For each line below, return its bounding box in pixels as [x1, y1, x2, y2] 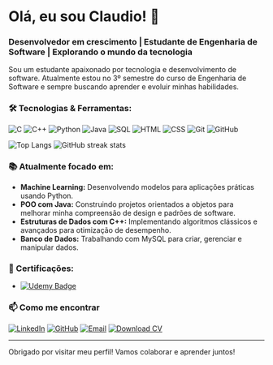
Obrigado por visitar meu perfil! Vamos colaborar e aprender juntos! [8, 346, 236, 356]
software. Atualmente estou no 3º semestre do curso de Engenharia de [8, 73, 247, 84]
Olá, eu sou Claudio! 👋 [8, 7, 160, 26]
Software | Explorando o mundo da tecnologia [8, 46, 193, 58]
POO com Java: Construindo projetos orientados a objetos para [19, 200, 234, 209]
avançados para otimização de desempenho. [19, 225, 172, 235]
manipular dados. [19, 243, 79, 252]
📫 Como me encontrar [8, 302, 100, 313]
